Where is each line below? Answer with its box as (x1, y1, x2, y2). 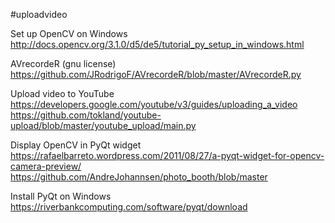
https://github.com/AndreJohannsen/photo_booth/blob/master (10, 171, 268, 183)
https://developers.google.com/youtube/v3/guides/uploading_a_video (10, 99, 298, 110)
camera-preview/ (10, 160, 82, 172)
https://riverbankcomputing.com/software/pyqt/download (10, 201, 248, 213)
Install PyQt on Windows (10, 190, 112, 202)
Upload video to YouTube (10, 88, 115, 99)
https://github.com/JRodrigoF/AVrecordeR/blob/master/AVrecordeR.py (10, 69, 302, 80)
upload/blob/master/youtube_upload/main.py (10, 120, 197, 131)
